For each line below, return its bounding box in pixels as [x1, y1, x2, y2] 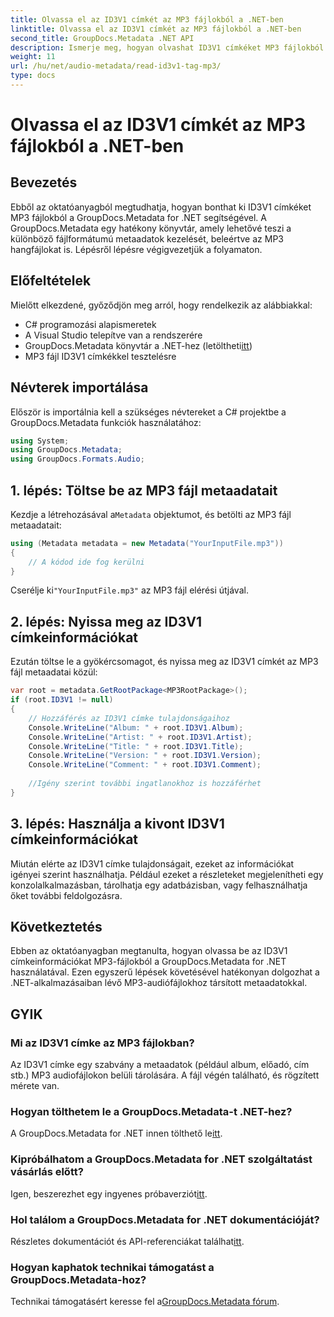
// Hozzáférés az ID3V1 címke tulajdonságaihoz [28, 713, 230, 723]
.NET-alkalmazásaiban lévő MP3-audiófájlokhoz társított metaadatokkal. [10, 977, 308, 989]
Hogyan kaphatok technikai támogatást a [10, 1260, 215, 1274]
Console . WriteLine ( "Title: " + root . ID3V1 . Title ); [28, 741, 244, 751]
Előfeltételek [10, 272, 92, 290]
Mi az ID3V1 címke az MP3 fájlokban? [10, 1036, 195, 1050]
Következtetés [10, 918, 103, 935]
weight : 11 [10, 52, 56, 62]
